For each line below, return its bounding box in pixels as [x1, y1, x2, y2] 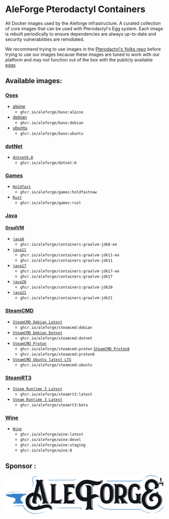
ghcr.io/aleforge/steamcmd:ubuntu [20, 362, 93, 367]
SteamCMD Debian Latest [12, 319, 63, 325]
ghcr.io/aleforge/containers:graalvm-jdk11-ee [20, 253, 120, 258]
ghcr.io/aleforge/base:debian [20, 120, 84, 125]
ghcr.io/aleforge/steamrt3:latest [20, 392, 93, 397]
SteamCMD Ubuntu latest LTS [12, 357, 71, 362]
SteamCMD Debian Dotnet [12, 330, 63, 336]
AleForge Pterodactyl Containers [5, 4, 146, 15]
